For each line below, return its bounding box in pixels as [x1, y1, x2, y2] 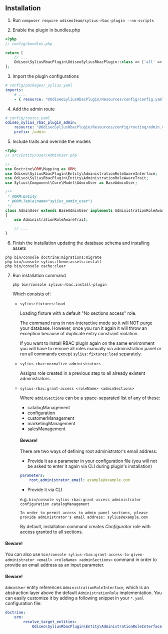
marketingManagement [27, 421, 76, 427]
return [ [5, 50, 23, 55]
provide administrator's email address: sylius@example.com [19, 515, 148, 520]
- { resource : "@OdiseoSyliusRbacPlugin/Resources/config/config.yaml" [14, 97, 166, 102]
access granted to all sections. [19, 529, 83, 535]
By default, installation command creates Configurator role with [19, 524, 151, 530]
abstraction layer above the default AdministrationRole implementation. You [5, 590, 162, 596]
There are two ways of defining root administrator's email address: [19, 448, 157, 454]
